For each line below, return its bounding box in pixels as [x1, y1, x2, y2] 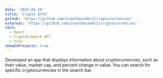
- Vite [9, 39, 23, 44]
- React [9, 30, 25, 35]
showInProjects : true [5, 43, 49, 48]
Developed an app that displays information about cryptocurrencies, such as [5, 57, 158, 62]
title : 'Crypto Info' [5, 12, 49, 17]
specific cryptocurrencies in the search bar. [5, 67, 93, 73]
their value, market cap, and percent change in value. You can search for [5, 62, 151, 68]
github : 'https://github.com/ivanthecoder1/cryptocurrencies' [5, 16, 133, 21]
